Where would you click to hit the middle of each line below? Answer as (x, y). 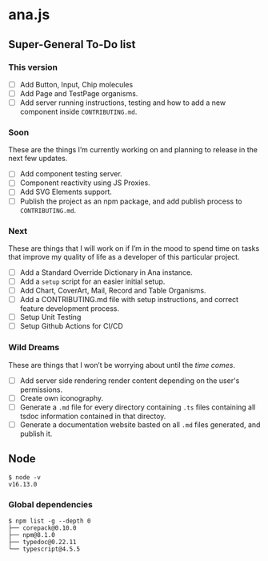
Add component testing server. (71, 174)
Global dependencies (51, 504)
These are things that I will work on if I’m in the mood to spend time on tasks (134, 248)
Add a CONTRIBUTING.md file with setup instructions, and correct (129, 300)
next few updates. (38, 159)
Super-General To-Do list (72, 44)
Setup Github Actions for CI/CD (72, 326)
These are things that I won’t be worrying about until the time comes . (122, 365)
